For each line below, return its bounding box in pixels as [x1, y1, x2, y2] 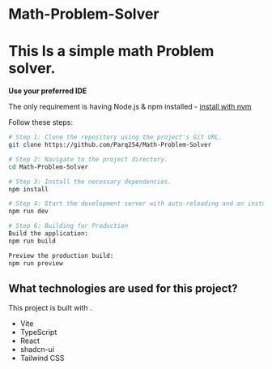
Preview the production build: [8, 251, 114, 260]
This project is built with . [8, 303, 92, 313]
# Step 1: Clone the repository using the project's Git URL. [8, 133, 223, 142]
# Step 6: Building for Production [8, 222, 129, 230]
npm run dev [8, 208, 49, 216]
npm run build [8, 237, 57, 245]
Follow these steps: [8, 118, 73, 127]
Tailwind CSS [19, 354, 65, 363]
